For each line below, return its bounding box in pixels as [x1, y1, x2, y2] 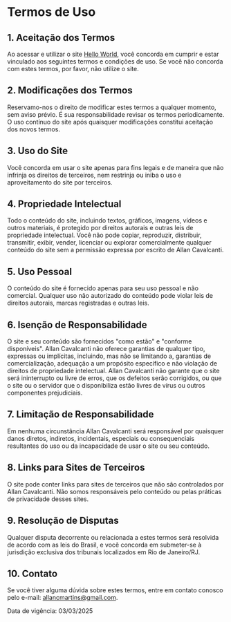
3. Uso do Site [7, 145, 68, 157]
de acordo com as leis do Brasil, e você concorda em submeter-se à [7, 540, 202, 549]
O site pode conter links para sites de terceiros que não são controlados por [7, 480, 224, 488]
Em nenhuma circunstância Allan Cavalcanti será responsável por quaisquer [7, 426, 224, 435]
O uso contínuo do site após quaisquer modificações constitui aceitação [7, 117, 213, 126]
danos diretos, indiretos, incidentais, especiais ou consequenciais [7, 434, 195, 442]
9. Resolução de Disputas [7, 515, 119, 527]
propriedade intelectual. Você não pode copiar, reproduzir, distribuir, [7, 231, 202, 239]
